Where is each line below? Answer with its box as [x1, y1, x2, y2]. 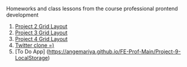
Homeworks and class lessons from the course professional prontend [6, 5, 178, 12]
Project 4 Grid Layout [14, 36, 68, 42]
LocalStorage [14, 55, 49, 61]
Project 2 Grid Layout [14, 23, 68, 30]
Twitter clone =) [14, 42, 55, 49]
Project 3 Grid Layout [14, 29, 68, 36]
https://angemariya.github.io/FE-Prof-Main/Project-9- [48, 48, 181, 55]
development [6, 11, 39, 18]
